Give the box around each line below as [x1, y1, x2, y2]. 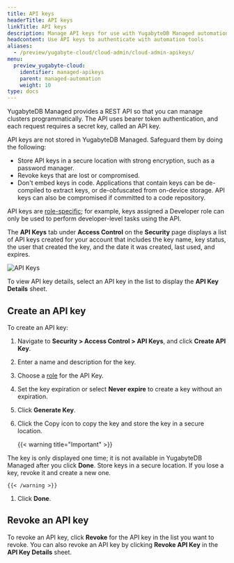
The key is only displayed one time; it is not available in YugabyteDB [7, 453, 203, 462]
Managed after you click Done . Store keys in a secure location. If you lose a [7, 461, 224, 470]
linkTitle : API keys [7, 23, 68, 30]
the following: [7, 143, 47, 151]
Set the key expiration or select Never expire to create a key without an [17, 384, 222, 393]
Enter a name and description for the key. [17, 357, 136, 366]
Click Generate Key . [17, 405, 76, 414]
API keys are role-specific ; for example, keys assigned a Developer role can [7, 207, 224, 216]
